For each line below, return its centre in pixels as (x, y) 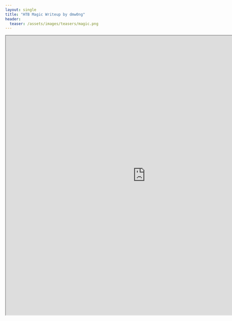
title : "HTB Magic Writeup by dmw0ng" (45, 14)
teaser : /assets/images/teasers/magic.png (54, 24)
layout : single (21, 10)
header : (13, 19)
